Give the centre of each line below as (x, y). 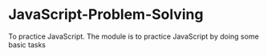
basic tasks (27, 44)
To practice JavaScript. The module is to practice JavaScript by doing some (133, 36)
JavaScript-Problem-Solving (106, 15)
